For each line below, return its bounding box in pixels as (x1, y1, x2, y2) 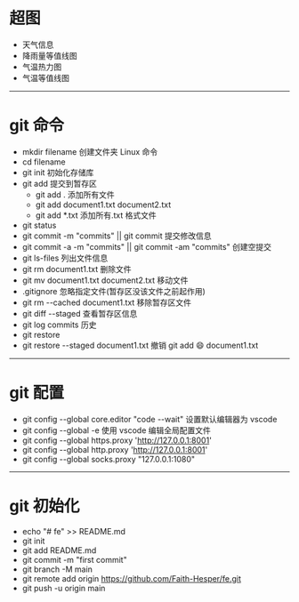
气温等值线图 (21, 72, 69, 83)
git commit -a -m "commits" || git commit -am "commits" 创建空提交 (21, 241, 271, 252)
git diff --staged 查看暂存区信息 (21, 308, 138, 318)
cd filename (21, 157, 66, 167)
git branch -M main (21, 564, 93, 574)
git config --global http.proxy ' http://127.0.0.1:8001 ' (21, 444, 208, 454)
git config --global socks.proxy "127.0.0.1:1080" (21, 454, 196, 464)
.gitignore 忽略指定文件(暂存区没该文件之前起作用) (21, 285, 206, 296)
